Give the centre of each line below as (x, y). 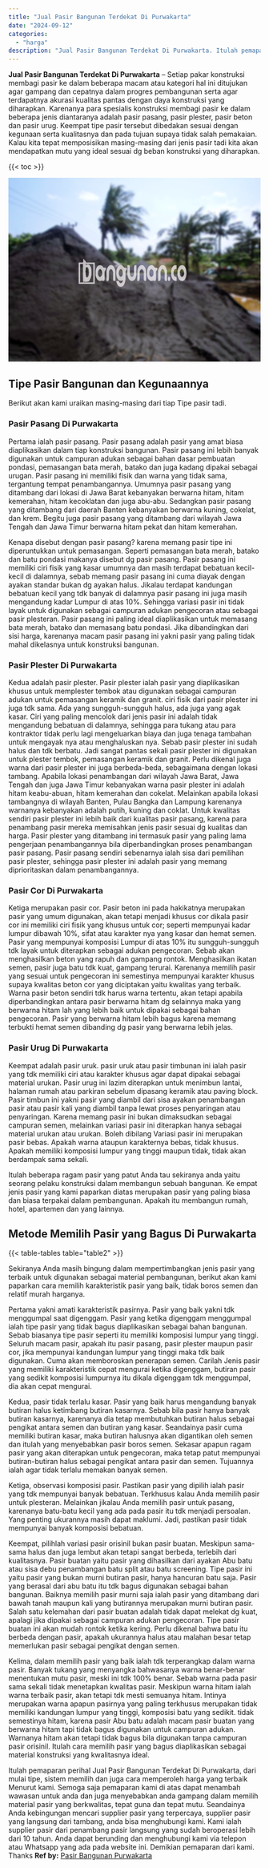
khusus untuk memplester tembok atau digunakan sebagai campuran (122, 691)
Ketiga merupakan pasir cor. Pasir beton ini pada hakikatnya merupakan (127, 908)
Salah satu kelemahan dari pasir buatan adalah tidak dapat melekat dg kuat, (133, 1612)
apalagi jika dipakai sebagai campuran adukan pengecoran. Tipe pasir (124, 1620)
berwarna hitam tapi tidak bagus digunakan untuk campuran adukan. (122, 1729)
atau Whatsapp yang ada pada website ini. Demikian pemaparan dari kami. (131, 1847)
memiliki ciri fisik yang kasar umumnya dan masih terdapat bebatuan (121, 567)
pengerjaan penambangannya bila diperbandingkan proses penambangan (130, 845)
